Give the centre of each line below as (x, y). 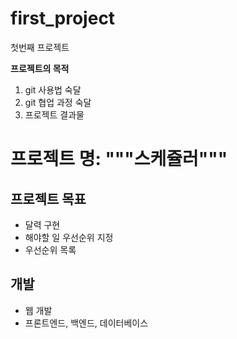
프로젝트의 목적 (40, 68)
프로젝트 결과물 (54, 114)
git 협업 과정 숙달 (58, 102)
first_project (63, 18)
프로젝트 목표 (48, 198)
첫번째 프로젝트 (40, 47)
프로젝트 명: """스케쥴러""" (119, 159)
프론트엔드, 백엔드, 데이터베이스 (86, 323)
